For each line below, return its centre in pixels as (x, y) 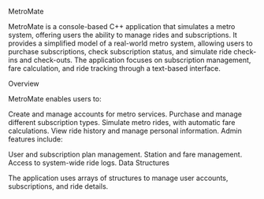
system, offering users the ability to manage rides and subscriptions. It (123, 35)
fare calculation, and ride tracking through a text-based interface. (114, 68)
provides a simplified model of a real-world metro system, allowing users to (131, 43)
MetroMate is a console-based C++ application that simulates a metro (122, 26)
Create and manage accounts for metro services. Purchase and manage (125, 114)
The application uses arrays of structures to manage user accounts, (118, 178)
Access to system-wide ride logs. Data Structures (89, 163)
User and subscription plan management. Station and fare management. (125, 154)
